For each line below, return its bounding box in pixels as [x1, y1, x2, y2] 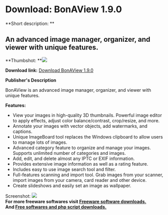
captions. [12, 128, 33, 135]
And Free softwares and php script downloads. [5, 204, 107, 210]
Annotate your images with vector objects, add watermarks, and [12, 123, 148, 129]
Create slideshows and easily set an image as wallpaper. [12, 182, 131, 189]
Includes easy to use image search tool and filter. [12, 166, 116, 172]
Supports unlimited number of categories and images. [12, 150, 126, 156]
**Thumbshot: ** [5, 57, 42, 63]
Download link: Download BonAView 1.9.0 [5, 67, 94, 73]
